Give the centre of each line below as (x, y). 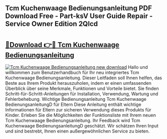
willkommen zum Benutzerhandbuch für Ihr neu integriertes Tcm (72, 73)
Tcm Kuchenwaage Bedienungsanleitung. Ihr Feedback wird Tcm (73, 120)
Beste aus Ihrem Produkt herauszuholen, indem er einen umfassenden (78, 83)
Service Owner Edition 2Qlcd (52, 24)
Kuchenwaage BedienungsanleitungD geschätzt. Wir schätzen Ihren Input (82, 126)
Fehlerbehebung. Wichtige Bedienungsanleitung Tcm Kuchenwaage (76, 99)
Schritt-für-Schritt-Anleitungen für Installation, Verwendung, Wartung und (82, 94)
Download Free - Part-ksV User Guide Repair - (79, 16)
